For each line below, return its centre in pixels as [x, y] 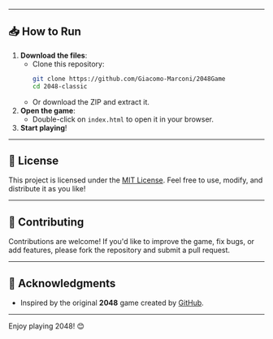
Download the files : [54, 55]
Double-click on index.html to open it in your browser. [123, 119]
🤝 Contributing [46, 222]
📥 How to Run [45, 32]
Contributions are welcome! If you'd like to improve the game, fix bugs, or [131, 242]
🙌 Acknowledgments [62, 283]
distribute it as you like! [47, 189]
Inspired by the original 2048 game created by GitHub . [112, 303]
